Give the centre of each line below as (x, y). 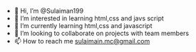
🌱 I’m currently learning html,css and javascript (83, 26)
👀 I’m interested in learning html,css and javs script (89, 18)
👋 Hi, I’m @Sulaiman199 (49, 11)
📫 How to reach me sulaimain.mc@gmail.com (82, 41)
